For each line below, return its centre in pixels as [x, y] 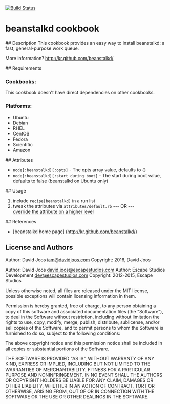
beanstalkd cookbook [52, 29]
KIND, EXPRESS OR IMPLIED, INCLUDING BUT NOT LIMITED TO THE [78, 364]
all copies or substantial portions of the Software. [57, 349]
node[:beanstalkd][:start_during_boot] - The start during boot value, [87, 175]
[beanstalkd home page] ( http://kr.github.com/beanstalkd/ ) [75, 232]
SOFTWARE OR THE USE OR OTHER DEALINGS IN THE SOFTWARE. [77, 397]
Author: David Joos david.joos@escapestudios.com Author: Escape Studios [85, 270]
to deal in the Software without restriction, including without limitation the [82, 317]
